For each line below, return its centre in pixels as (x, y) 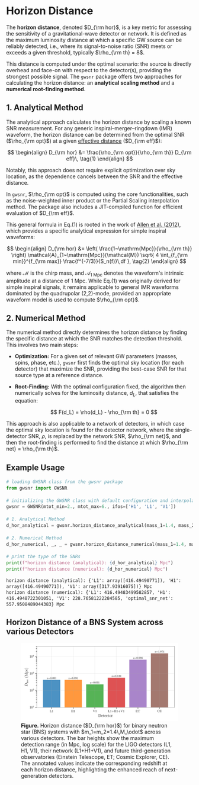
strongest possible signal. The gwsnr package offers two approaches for (94, 76)
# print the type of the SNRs (44, 557)
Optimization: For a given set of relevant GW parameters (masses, (96, 356)
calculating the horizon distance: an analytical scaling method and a (90, 83)
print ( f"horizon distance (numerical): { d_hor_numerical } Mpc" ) (87, 570)
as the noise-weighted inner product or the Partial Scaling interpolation (93, 200)
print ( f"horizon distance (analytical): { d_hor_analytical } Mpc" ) (90, 563)
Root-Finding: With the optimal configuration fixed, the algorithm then (100, 387)
